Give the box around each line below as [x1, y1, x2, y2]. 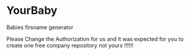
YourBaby [6, 4, 58, 18]
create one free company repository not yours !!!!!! [6, 42, 134, 49]
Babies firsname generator [6, 24, 74, 31]
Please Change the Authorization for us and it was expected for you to [6, 35, 184, 42]
